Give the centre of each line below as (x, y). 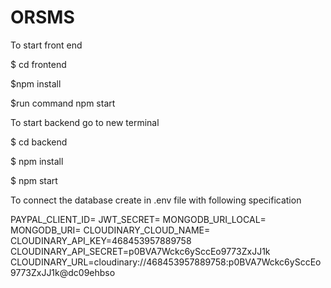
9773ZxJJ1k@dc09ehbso (63, 272)
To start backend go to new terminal (85, 122)
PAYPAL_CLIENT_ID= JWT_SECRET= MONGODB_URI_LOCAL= (138, 219)
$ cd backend (39, 142)
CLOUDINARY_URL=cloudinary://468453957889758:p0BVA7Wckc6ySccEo (166, 262)
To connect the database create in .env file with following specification (156, 200)
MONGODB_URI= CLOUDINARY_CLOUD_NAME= (110, 230)
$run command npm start (63, 103)
